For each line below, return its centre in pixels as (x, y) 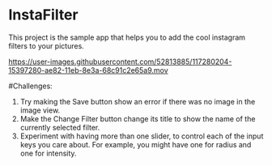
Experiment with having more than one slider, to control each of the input (142, 136)
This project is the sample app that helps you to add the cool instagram (127, 37)
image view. (40, 110)
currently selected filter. (60, 127)
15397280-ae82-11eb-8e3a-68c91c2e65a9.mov (88, 70)
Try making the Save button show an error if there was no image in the (138, 101)
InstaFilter (43, 15)
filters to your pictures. (47, 45)
